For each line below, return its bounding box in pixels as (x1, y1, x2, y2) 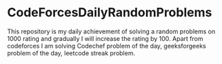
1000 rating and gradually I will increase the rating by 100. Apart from (7, 34, 203, 42)
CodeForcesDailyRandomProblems (7, 5, 212, 20)
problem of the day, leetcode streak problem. (7, 49, 136, 57)
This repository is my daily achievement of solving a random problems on (7, 27, 216, 35)
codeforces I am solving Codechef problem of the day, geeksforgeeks (7, 42, 207, 50)
